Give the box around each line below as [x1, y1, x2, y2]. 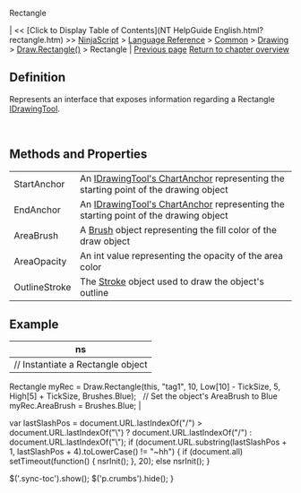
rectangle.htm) [9, 35, 64, 45]
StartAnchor [13, 177, 65, 190]
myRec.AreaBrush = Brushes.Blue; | [9, 401, 142, 411]
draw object [80, 235, 131, 247]
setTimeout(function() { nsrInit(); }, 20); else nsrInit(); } [9, 456, 211, 467]
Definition [9, 70, 65, 85]
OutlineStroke [13, 281, 72, 293]
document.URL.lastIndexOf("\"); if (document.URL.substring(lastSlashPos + [9, 437, 288, 447]
